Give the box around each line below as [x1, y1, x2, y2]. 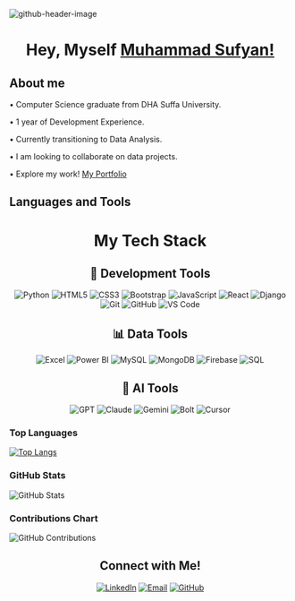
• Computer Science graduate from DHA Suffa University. [9, 99, 222, 109]
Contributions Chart [9, 511, 98, 524]
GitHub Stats [9, 469, 66, 482]
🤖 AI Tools [122, 381, 179, 396]
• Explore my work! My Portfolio [9, 168, 127, 179]
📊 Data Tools [113, 326, 188, 341]
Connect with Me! [99, 558, 201, 573]
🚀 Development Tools [89, 265, 211, 281]
